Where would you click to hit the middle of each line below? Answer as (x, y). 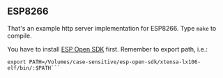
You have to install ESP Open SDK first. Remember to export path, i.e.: (107, 49)
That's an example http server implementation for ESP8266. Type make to (112, 28)
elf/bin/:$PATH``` (34, 68)
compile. (20, 36)
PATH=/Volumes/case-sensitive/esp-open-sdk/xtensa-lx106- (115, 62)
